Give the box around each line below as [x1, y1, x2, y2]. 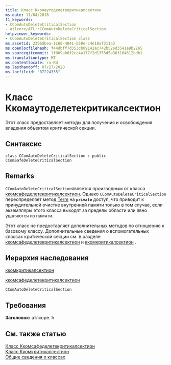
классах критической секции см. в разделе [5, 233, 101, 239]
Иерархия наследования [5, 253, 89, 262]
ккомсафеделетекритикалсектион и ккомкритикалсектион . [5, 239, 136, 245]
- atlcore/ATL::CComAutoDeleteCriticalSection [5, 27, 106, 32]
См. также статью [5, 329, 66, 338]
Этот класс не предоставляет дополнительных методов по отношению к [5, 222, 165, 229]
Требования [5, 301, 46, 310]
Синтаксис [5, 139, 42, 149]
